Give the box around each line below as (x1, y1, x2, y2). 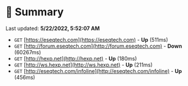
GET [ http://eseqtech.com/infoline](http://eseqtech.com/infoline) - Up (14, 67, 182, 74)
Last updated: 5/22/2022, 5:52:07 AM (5, 25, 100, 32)
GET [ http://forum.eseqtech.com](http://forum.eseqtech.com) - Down (14, 42, 183, 49)
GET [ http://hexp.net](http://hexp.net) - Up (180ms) (14, 55, 137, 62)
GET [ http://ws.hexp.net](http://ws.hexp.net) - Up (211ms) (14, 61, 153, 68)
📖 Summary (5, 5, 64, 19)
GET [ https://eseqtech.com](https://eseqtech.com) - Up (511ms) (14, 36, 168, 43)
